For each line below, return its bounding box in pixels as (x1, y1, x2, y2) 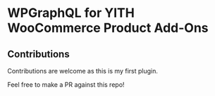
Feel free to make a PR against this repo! (7, 80, 125, 89)
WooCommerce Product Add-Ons (7, 20, 209, 36)
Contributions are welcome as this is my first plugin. (7, 67, 159, 75)
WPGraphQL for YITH (7, 5, 135, 21)
